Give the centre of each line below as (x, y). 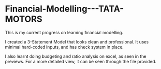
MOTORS (24, 19)
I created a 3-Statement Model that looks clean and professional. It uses (77, 41)
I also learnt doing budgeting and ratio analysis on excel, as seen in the (76, 56)
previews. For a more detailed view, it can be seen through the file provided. (81, 61)
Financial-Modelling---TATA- (65, 9)
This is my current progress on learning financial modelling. (64, 32)
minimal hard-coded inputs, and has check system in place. (65, 47)
